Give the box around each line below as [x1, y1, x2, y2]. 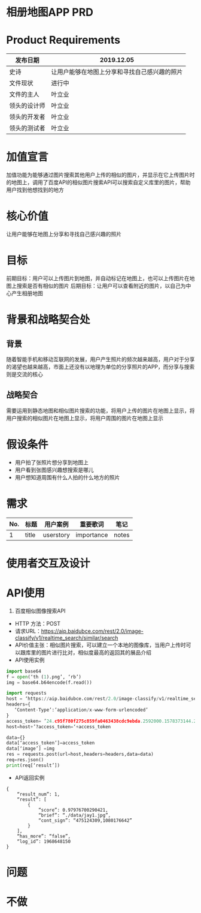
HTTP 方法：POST [14, 620, 61, 627]
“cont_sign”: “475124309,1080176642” [38, 817, 133, 824]
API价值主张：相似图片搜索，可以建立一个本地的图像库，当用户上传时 [14, 641, 187, 648]
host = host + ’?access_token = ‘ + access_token [6, 723, 111, 729]
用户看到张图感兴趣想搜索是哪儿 [14, 466, 94, 473]
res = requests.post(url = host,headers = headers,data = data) [6, 751, 154, 758]
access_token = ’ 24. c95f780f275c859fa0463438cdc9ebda [6, 718, 141, 724]
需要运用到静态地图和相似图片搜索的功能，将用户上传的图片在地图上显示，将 [6, 407, 195, 414]
